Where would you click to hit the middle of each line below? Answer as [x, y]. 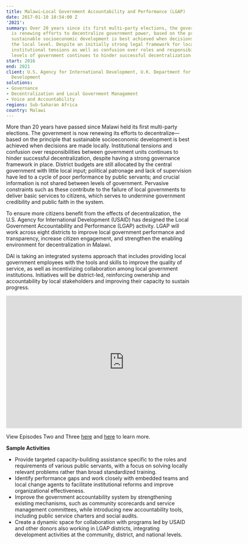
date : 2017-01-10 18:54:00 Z [42, 17]
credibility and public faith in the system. [55, 202]
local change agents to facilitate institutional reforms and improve [94, 484]
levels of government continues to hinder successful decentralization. [102, 55]
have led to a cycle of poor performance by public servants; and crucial [93, 177]
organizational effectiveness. [50, 491]
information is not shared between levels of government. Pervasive [87, 183]
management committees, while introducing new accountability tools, [99, 510]
